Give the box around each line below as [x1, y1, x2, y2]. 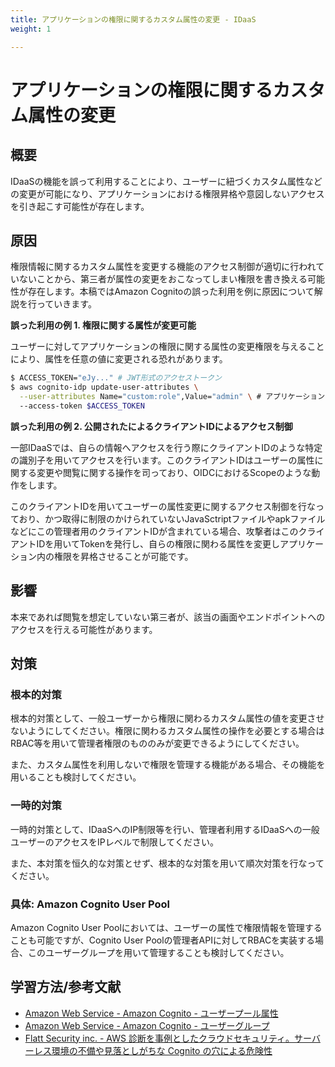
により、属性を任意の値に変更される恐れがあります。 [10, 353, 228, 365]
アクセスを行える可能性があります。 [10, 623, 158, 635]
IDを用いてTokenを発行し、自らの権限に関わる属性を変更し [36, 537, 281, 550]
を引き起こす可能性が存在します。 [10, 200, 150, 212]
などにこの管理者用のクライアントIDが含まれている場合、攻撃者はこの [10, 525, 299, 537]
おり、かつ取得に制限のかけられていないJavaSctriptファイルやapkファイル [18, 512, 326, 525]
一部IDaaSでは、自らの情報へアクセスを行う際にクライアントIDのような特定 [10, 441, 323, 453]
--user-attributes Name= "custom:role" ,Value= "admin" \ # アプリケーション [19, 392, 326, 402]
